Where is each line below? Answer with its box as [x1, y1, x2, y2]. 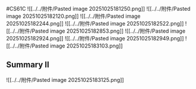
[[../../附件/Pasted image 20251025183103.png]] [6, 42, 123, 49]
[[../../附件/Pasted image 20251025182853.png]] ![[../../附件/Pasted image [6, 27, 186, 34]
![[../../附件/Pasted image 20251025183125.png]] [6, 76, 124, 83]
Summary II [6, 60, 49, 70]
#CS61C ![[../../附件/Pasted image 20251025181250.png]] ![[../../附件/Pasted [6, 5, 191, 12]
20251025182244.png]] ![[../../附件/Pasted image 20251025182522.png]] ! [6, 20, 187, 27]
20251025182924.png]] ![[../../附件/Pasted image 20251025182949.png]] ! [6, 35, 187, 42]
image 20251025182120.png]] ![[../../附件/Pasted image [6, 12, 141, 20]
